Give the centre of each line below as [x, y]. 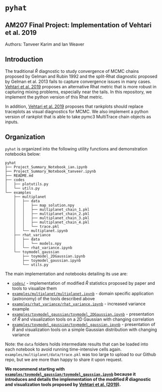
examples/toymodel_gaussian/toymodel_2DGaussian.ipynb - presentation [83, 314]
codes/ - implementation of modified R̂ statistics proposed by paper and [83, 283]
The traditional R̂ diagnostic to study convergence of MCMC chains [72, 71]
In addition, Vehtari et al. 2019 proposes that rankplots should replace [74, 106]
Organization [25, 137]
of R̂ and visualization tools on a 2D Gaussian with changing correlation [83, 319]
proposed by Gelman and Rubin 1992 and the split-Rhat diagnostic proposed [81, 76]
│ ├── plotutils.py [27, 184]
